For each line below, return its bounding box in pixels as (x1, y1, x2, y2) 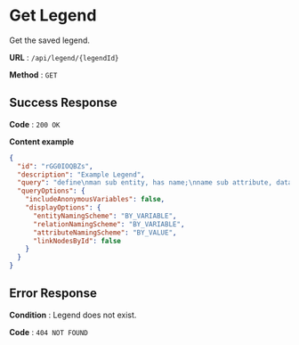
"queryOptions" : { (17, 186, 86, 196)
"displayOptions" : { (25, 203, 101, 212)
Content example (9, 136, 75, 147)
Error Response (9, 286, 98, 301)
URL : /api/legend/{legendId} (9, 52, 119, 62)
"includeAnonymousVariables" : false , (25, 195, 166, 204)
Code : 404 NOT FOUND (9, 326, 89, 337)
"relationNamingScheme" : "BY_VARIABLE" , (32, 219, 185, 228)
